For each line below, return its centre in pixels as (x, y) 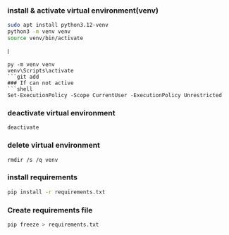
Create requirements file (50, 210)
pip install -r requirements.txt (56, 192)
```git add (23, 77)
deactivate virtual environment (61, 113)
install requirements (42, 177)
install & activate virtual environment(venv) (83, 11)
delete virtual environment (54, 145)
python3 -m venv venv (39, 32)
